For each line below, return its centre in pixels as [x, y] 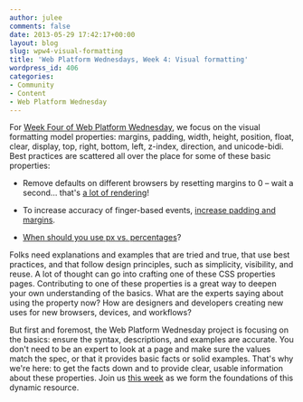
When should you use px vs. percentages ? [102, 238]
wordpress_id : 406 [44, 69]
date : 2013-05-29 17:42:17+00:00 [72, 34]
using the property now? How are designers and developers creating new [147, 303]
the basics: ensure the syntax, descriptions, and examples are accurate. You [151, 340]
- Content [28, 93]
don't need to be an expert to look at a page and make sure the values [140, 350]
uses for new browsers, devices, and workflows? [100, 313]
